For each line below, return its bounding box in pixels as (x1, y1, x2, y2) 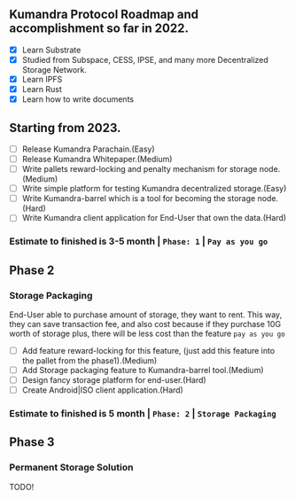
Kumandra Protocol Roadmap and (9, 7, 199, 22)
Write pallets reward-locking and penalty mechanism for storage (21, 164, 258, 175)
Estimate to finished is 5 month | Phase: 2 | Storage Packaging (9, 408, 276, 420)
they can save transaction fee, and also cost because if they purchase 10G (9, 318, 282, 329)
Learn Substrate (21, 44, 82, 55)
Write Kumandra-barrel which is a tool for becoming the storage (21, 193, 256, 204)
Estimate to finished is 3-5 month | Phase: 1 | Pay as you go (9, 235, 268, 247)
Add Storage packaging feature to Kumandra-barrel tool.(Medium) (21, 364, 264, 375)
